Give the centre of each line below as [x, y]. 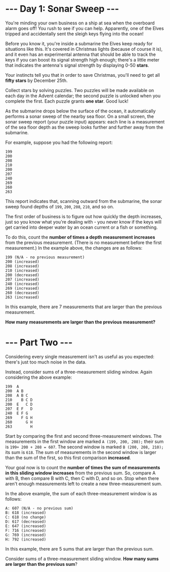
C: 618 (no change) [26, 517]
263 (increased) [22, 297]
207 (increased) [22, 279]
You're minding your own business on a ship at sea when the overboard [80, 23]
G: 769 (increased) [26, 535]
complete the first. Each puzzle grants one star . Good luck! [67, 101]
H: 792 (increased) [26, 539]
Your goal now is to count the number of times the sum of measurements [83, 467]
